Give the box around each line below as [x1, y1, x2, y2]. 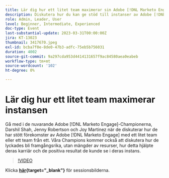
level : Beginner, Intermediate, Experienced [5, 21, 100, 27]
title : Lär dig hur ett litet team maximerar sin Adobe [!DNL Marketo [5, 7, 156, 13]
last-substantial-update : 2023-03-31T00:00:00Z [5, 31, 107, 36]
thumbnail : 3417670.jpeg [5, 40, 57, 45]
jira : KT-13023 [5, 36, 37, 41]
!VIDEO [17, 157, 33, 163]
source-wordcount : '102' [5, 63, 57, 68]
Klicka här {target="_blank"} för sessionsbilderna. [5, 167, 110, 173]
